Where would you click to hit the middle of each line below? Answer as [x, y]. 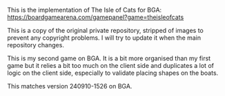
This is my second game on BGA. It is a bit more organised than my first [109, 58]
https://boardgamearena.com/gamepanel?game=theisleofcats [96, 17]
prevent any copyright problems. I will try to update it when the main [104, 38]
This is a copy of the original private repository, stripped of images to [105, 31]
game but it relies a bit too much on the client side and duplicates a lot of [110, 65]
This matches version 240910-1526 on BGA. [70, 86]
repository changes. [36, 45]
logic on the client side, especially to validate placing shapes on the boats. [113, 73]
